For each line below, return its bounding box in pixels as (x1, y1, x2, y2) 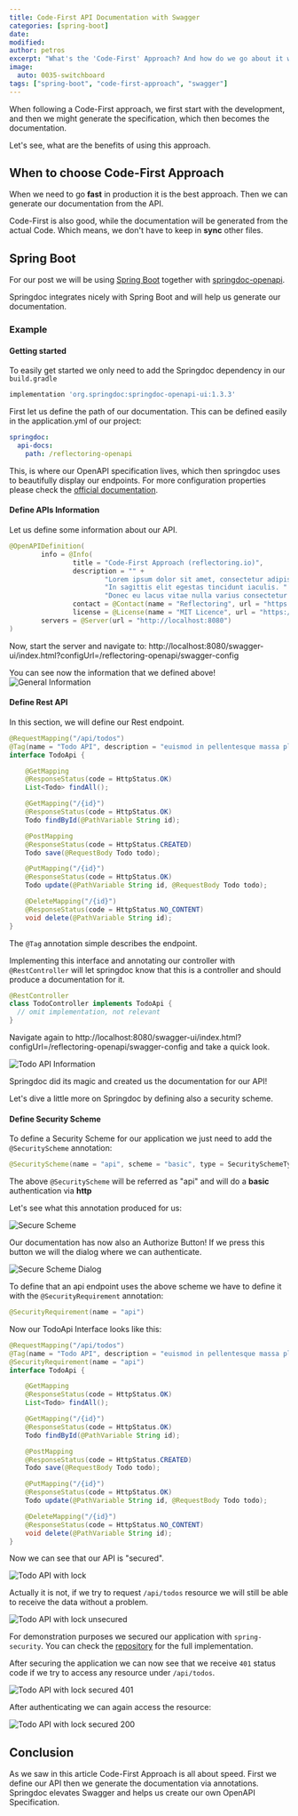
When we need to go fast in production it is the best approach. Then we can (9, 189, 288, 200)
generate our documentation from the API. (9, 198, 164, 209)
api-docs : (17, 441, 53, 450)
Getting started (9, 345, 67, 356)
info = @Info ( (41, 550, 93, 558)
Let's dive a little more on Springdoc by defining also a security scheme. (9, 1093, 273, 1104)
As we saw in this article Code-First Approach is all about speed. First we (9, 1769, 277, 1780)
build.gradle (9, 374, 58, 383)
